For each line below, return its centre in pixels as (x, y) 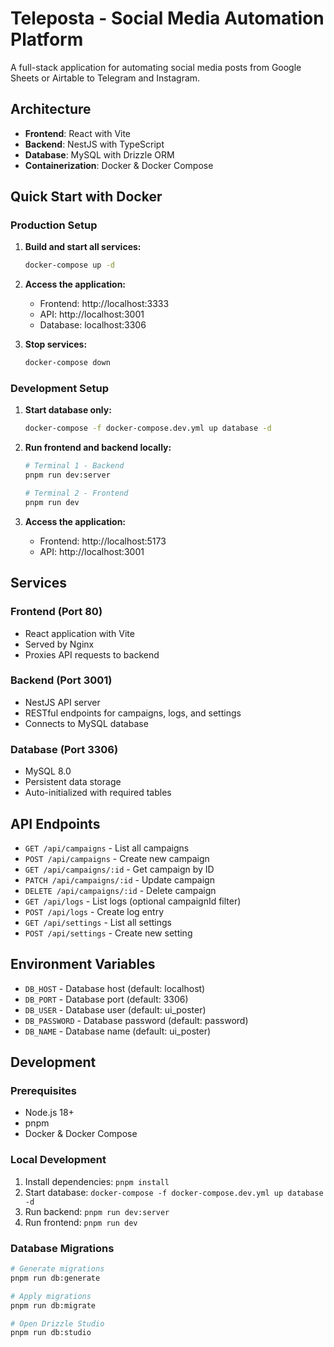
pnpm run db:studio (51, 1333)
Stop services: (56, 344)
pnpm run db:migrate (53, 1305)
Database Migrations (62, 1248)
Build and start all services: (83, 247)
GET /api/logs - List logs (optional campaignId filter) (133, 901)
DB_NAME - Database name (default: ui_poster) (118, 1031)
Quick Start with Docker (86, 197)
